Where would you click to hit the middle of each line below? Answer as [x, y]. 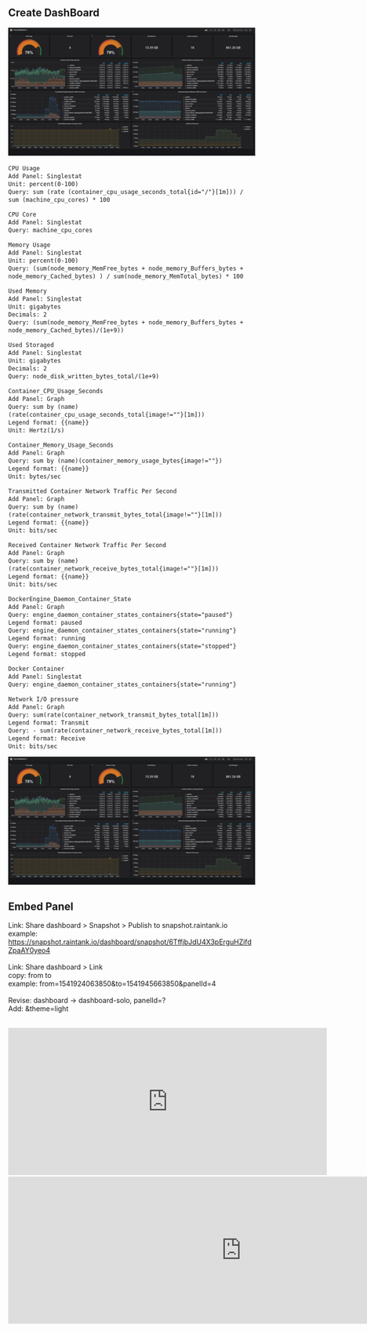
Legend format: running [47, 638]
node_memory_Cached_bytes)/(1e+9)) [66, 330]
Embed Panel [41, 906]
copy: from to [30, 976]
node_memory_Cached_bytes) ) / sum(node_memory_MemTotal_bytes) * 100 [126, 276]
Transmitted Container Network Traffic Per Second [93, 491]
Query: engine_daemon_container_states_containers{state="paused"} [121, 615]
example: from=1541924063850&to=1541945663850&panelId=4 [112, 983]
